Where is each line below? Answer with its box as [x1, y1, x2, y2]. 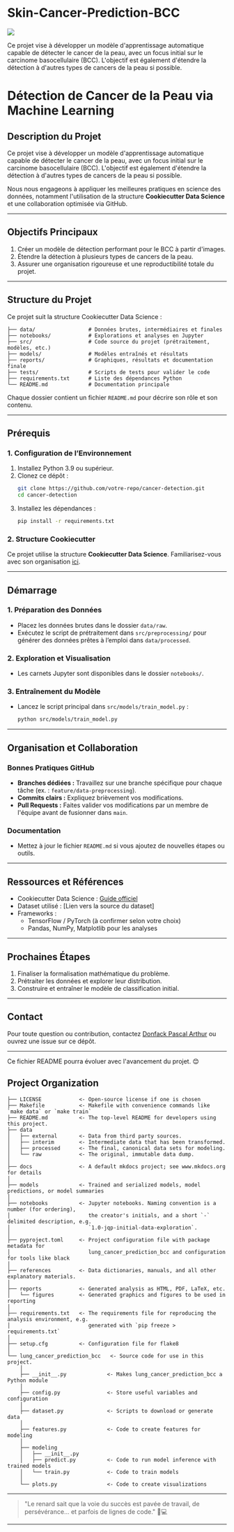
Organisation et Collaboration [7, 742, 138, 753]
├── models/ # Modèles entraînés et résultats [7, 351, 189, 358]
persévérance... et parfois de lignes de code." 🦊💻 [24, 1507, 168, 1516]
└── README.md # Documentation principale [7, 381, 170, 388]
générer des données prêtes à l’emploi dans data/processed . [17, 635, 191, 644]
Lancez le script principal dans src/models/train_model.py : [17, 702, 189, 711]
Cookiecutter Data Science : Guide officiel [17, 894, 138, 903]
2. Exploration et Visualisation [7, 653, 111, 663]
